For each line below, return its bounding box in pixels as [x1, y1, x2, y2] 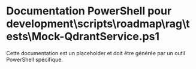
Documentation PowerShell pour [6, 4, 172, 18]
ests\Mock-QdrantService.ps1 [6, 30, 160, 43]
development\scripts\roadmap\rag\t [6, 17, 190, 31]
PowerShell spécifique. [6, 56, 63, 63]
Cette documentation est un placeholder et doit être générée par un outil [6, 49, 186, 56]
